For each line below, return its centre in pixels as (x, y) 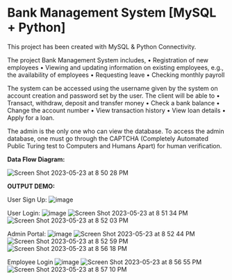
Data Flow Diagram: (36, 159)
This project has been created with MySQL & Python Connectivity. (102, 46)
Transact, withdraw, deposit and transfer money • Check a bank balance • (114, 103)
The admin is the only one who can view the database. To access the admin (116, 131)
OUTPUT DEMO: (31, 186)
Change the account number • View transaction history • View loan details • (116, 110)
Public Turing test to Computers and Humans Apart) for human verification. (115, 146)
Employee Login (30, 262)
